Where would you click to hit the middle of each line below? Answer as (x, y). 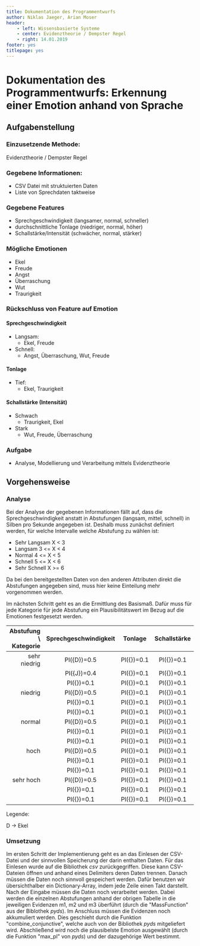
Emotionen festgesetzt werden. (45, 617)
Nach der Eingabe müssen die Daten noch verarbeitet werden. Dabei (90, 892)
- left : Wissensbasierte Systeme (58, 28)
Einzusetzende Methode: (43, 144)
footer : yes (21, 45)
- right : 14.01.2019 (42, 39)
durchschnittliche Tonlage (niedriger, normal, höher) (79, 227)
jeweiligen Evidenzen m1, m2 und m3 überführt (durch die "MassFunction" (97, 905)
